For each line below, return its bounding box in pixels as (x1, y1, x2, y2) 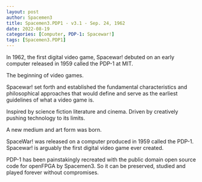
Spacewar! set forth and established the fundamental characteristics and (6, 83, 188, 91)
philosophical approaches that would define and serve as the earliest (6, 90, 178, 97)
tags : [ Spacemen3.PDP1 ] (6, 37, 66, 43)
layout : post (6, 8, 39, 15)
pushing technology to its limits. (6, 114, 86, 122)
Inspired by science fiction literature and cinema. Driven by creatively (6, 108, 178, 115)
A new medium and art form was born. (6, 126, 102, 133)
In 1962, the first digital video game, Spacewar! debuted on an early (6, 54, 175, 60)
